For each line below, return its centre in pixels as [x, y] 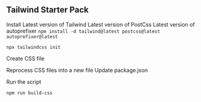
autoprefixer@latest [32, 37]
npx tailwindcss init [34, 47]
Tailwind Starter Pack [48, 10]
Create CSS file [25, 58]
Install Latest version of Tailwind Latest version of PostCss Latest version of [100, 24]
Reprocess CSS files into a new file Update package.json [77, 70]
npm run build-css [29, 93]
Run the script [24, 81]
